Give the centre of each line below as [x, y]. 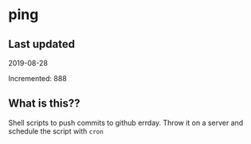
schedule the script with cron [56, 131]
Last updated [42, 44]
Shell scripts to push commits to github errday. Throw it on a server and [126, 123]
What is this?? [44, 104]
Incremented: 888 [38, 78]
